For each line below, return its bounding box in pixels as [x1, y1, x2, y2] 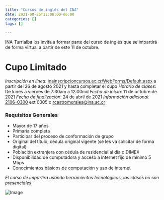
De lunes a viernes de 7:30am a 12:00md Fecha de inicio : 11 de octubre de [5, 89, 158, 95]
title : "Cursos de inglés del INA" [5, 7, 79, 12]
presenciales [5, 180, 32, 186]
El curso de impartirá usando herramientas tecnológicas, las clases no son [5, 175, 159, 181]
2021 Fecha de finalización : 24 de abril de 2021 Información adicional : [5, 94, 150, 100]
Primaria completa [12, 128, 50, 134]
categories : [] [5, 16, 37, 21]
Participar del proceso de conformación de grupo [12, 133, 114, 139]
